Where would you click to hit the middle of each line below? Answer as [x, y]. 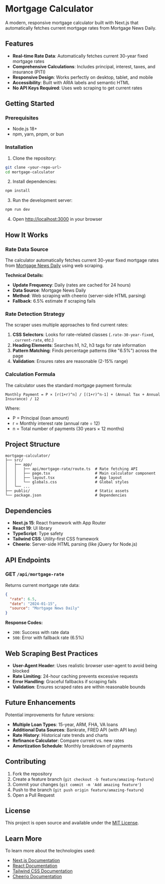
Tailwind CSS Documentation [42, 871]
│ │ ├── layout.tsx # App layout [64, 478]
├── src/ [14, 460]
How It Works [27, 235]
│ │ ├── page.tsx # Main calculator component [80, 473]
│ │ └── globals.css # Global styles [67, 482]
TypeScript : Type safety [38, 534]
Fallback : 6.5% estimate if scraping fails [54, 301]
